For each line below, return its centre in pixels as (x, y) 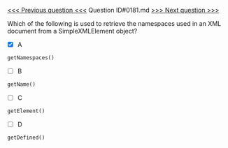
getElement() (26, 111)
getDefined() (26, 138)
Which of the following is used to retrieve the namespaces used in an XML (114, 23)
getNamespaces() (31, 58)
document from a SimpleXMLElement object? (72, 31)
